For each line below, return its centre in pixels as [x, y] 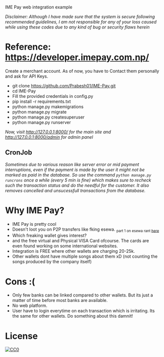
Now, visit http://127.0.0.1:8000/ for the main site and [58, 132]
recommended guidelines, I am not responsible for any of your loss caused [81, 22]
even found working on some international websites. [65, 246]
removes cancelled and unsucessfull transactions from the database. [75, 190]
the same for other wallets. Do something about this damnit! [72, 316]
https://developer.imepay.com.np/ [77, 57]
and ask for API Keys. [27, 76]
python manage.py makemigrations [48, 106]
